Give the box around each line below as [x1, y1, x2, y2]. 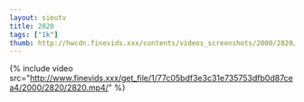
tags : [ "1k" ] [9, 30, 59, 39]
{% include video [9, 63, 74, 74]
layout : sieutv [9, 13, 67, 23]
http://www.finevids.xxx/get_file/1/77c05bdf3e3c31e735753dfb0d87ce [30, 73, 294, 84]
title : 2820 [9, 22, 54, 31]
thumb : [9, 38, 34, 48]
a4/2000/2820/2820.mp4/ [9, 82, 109, 93]
